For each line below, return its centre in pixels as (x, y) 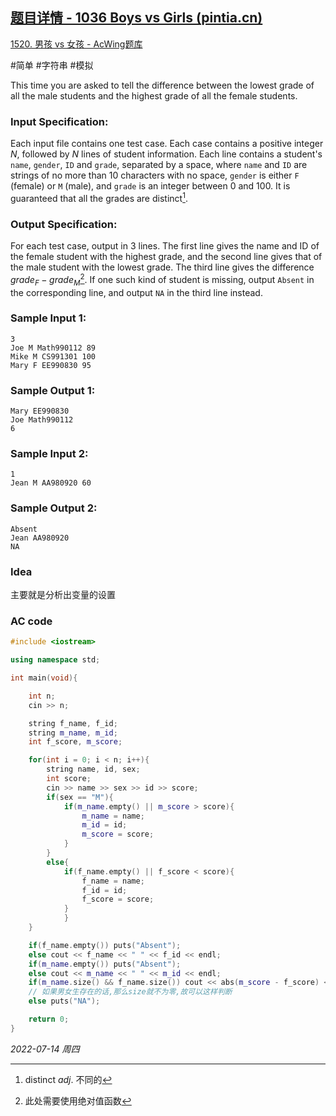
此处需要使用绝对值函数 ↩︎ (78, 1100)
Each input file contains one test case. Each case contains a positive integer (167, 144)
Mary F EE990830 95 (51, 365)
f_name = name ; (113, 881)
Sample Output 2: (54, 508)
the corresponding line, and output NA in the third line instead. (136, 292)
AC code (31, 621)
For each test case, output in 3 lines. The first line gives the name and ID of (165, 246)
